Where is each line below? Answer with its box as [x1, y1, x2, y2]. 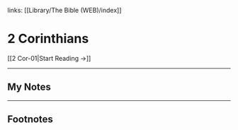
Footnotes [7, 113, 53, 126]
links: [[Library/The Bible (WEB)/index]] [7, 6, 122, 14]
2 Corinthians [7, 31, 89, 47]
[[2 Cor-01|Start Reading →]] [7, 54, 91, 62]
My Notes [7, 81, 52, 93]
